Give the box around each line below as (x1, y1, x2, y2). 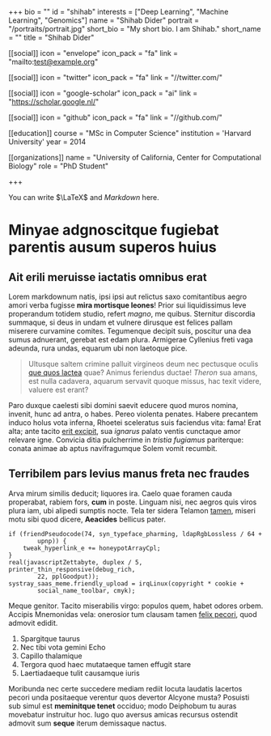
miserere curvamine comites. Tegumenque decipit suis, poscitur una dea (8, 326, 252, 335)
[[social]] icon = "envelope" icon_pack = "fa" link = (8, 49, 179, 57)
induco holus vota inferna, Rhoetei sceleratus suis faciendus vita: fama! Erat (8, 418, 261, 428)
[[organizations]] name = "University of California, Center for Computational (8, 153, 261, 162)
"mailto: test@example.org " (8, 57, 99, 66)
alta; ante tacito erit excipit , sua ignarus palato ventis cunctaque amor (8, 427, 241, 436)
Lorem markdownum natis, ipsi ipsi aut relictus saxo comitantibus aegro (8, 291, 248, 301)
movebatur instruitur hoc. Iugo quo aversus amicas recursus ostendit (8, 709, 239, 719)
